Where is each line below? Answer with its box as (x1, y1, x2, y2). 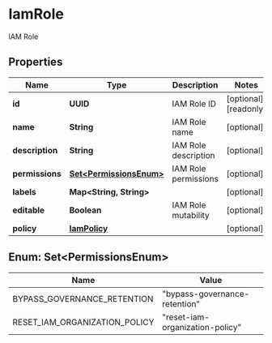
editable (12, 204, 45, 216)
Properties (8, 55, 63, 69)
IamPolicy (69, 222, 108, 234)
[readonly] (226, 103, 267, 114)
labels (12, 186, 36, 197)
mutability (172, 209, 210, 221)
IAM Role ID (172, 98, 217, 109)
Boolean (69, 204, 102, 216)
